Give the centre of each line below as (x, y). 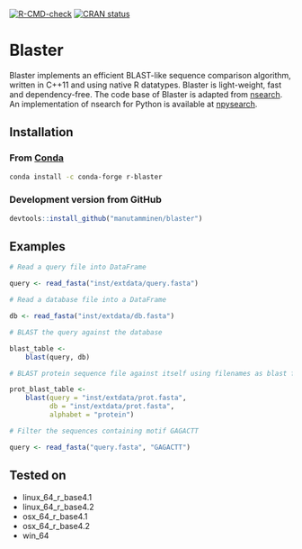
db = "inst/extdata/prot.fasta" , (112, 407)
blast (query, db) (58, 357)
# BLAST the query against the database (86, 332)
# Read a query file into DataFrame (78, 267)
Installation (41, 132)
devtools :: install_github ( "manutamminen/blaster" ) (106, 218)
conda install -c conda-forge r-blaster (86, 177)
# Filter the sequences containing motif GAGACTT (104, 431)
